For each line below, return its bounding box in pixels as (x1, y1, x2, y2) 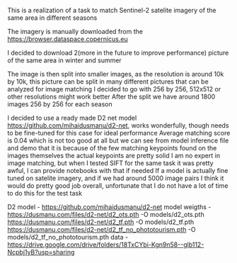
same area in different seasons (7, 13, 98, 22)
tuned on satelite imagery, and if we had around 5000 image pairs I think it (7, 174, 224, 182)
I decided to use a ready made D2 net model (7, 113, 137, 122)
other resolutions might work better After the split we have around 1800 (7, 92, 216, 101)
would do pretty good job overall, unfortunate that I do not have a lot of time (7, 181, 229, 190)
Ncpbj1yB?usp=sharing (7, 248, 75, 256)
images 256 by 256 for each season (7, 100, 112, 108)
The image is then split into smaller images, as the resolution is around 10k (7, 70, 224, 78)
